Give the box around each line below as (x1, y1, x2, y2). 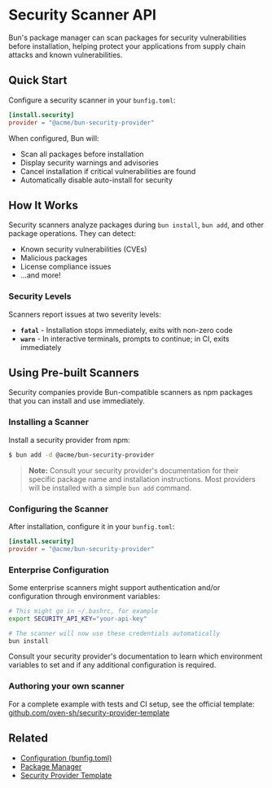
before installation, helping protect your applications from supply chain (8, 41, 246, 50)
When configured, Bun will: (8, 133, 99, 143)
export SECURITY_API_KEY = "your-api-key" (8, 615, 148, 623)
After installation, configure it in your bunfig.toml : (8, 521, 175, 531)
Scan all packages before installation (20, 149, 144, 159)
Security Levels (8, 291, 72, 302)
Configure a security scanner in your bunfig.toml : (8, 95, 176, 105)
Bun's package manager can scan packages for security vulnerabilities (8, 33, 247, 42)
